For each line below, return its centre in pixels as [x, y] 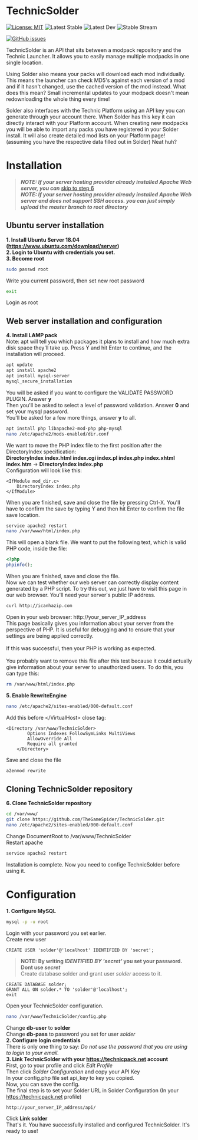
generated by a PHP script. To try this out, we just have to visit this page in [97, 589]
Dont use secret [40, 967]
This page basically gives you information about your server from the [90, 623]
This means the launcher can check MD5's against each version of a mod [95, 80]
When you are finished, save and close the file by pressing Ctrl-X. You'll [93, 502]
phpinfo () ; [19, 565]
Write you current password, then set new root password [75, 281]
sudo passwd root [27, 269]
